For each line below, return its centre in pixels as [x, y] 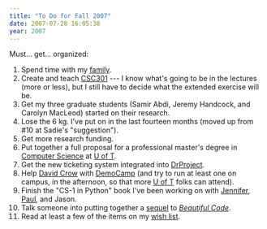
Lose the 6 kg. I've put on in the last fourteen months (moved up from [137, 122]
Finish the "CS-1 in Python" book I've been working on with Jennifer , [136, 191]
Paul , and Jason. [49, 199]
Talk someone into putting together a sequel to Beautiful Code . [126, 208]
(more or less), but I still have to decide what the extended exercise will [140, 87]
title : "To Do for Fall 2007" [60, 16]
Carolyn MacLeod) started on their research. [95, 113]
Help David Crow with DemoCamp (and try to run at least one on [129, 173]
